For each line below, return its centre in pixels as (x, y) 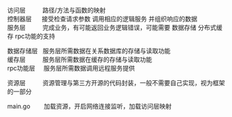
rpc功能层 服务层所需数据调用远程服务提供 (71, 68)
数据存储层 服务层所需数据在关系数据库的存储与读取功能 (89, 51)
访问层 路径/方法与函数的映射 (57, 10)
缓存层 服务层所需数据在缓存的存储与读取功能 (80, 60)
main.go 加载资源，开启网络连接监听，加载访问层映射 (90, 106)
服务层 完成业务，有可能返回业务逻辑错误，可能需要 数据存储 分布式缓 (115, 27)
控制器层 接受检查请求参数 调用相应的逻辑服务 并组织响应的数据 (102, 19)
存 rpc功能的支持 (31, 36)
